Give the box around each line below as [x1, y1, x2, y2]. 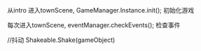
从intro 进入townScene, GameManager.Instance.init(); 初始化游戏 [7, 6, 195, 14]
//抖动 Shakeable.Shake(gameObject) [7, 36, 116, 44]
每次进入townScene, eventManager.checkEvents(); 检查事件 [7, 21, 181, 29]
